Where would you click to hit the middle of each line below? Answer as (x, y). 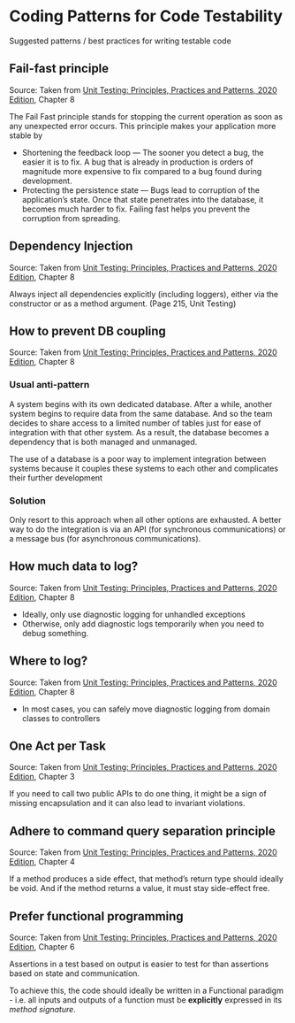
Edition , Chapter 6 (42, 947)
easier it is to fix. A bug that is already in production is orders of (137, 162)
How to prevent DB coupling (87, 331)
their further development (56, 477)
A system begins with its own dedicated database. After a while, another (141, 404)
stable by (26, 135)
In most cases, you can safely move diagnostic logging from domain (146, 709)
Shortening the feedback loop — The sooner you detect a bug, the (143, 152)
